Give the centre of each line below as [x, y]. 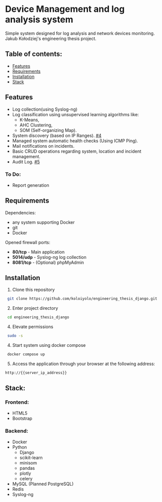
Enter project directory [35, 308]
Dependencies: [20, 212]
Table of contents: [34, 54]
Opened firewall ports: [28, 242]
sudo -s [15, 336]
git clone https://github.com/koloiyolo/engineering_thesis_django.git [82, 299]
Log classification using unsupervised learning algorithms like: [76, 114]
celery [26, 478]
